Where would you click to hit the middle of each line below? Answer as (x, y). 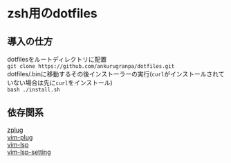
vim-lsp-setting (29, 152)
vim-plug (20, 137)
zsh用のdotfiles (53, 14)
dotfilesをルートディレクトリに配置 (57, 59)
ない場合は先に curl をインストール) (63, 83)
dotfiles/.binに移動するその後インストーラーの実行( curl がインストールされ (113, 74)
